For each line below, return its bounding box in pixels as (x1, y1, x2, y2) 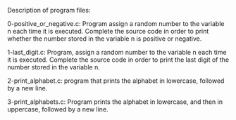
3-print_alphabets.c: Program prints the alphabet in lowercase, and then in (7, 98, 223, 106)
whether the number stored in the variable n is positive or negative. (7, 34, 202, 43)
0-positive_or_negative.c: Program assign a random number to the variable (7, 20, 225, 27)
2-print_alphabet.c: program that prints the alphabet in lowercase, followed (7, 76, 225, 85)
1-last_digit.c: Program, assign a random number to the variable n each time (7, 48, 227, 56)
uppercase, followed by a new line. (7, 105, 108, 113)
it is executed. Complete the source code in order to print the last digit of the (7, 55, 230, 64)
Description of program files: (7, 6, 91, 14)
